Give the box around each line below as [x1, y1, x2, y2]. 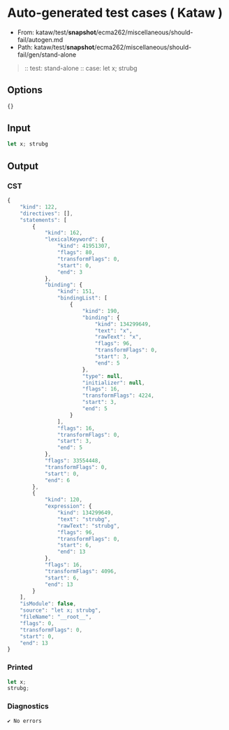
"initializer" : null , [82, 379, 145, 386]
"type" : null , [82, 372, 124, 379]
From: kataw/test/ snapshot [17, 28, 96, 36]
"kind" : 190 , [82, 307, 120, 314]
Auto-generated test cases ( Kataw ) [7, 5, 223, 21]
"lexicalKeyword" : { [44, 236, 105, 243]
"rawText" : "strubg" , [57, 522, 120, 529]
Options [7, 84, 43, 96]
